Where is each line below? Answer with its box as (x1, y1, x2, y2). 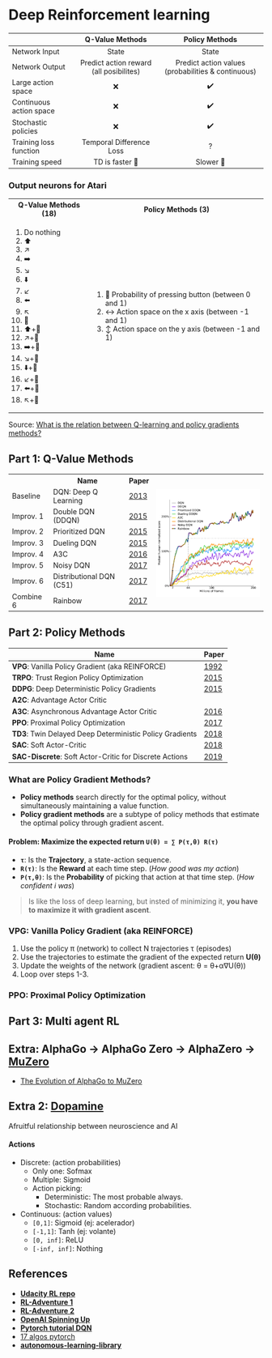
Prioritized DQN (53, 526, 105, 536)
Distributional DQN (53, 572, 116, 581)
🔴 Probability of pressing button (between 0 (104, 289, 251, 299)
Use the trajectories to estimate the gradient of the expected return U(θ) (19, 951, 261, 961)
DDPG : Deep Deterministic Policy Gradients (11, 684, 156, 694)
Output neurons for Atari (8, 180, 108, 191)
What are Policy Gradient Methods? (8, 774, 151, 785)
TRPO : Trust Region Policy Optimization (11, 672, 144, 682)
